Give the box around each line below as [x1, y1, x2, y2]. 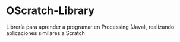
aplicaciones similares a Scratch [6, 29, 85, 36]
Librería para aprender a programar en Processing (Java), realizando [6, 23, 175, 30]
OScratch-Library [6, 4, 95, 17]
